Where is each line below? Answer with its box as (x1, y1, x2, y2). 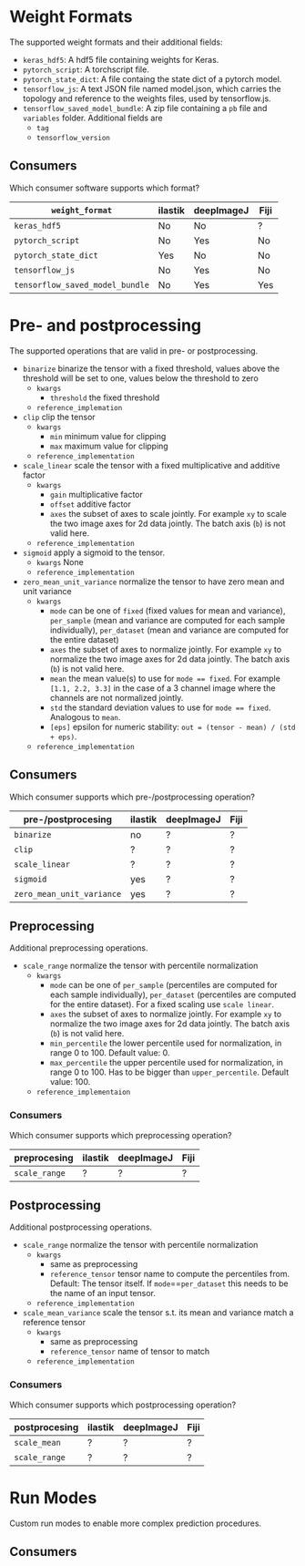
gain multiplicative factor (49, 489, 144, 500)
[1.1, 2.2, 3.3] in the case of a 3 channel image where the (49, 682, 276, 694)
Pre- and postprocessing (9, 314, 202, 335)
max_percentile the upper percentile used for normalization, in (49, 1057, 284, 1068)
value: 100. (49, 1077, 91, 1087)
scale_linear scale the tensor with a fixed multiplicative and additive (22, 459, 280, 470)
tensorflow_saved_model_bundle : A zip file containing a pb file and (22, 102, 268, 113)
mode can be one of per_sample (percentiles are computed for (49, 980, 278, 991)
